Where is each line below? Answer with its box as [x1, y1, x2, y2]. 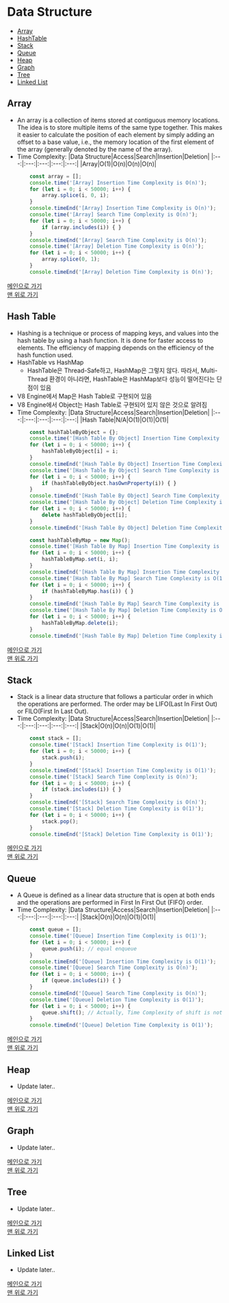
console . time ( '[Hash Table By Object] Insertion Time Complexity [29, 435, 220, 442]
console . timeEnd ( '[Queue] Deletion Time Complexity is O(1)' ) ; [29, 1022, 214, 1029]
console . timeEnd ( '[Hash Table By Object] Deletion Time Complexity [29, 524, 226, 531]
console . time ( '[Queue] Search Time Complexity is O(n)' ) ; [29, 964, 198, 971]
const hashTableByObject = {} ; [29, 429, 119, 435]
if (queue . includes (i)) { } [42, 977, 122, 984]
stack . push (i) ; [42, 754, 85, 761]
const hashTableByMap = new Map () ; [29, 536, 131, 544]
